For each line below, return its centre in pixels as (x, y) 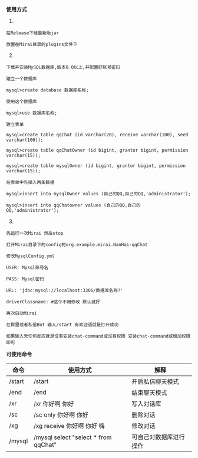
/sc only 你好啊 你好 (61, 415)
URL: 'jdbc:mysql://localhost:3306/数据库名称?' (65, 290)
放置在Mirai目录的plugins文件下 (42, 44)
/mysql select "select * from (72, 437)
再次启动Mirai (22, 313)
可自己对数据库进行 (158, 437)
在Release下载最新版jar (32, 33)
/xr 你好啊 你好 (54, 404)
